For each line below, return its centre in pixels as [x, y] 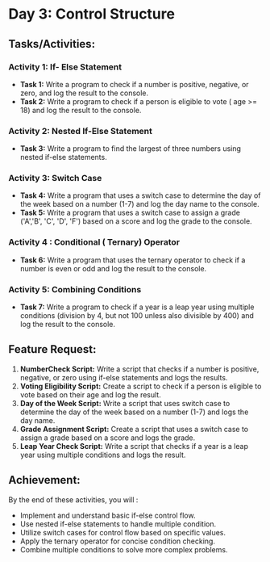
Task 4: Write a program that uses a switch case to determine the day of [140, 195]
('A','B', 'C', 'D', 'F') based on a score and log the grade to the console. [136, 221]
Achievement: [44, 480]
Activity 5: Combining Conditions [75, 289]
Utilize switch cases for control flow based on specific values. [123, 532]
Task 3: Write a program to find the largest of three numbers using [131, 149]
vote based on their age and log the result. [90, 394]
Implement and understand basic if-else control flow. [108, 515]
